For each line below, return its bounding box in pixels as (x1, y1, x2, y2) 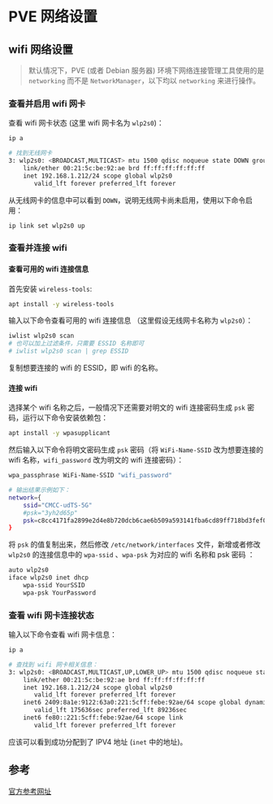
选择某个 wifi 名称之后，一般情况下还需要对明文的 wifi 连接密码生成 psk (8, 402, 246, 412)
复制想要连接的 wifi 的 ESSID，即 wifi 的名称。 (8, 363, 162, 373)
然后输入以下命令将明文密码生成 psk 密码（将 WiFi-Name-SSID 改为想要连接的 (8, 445, 264, 455)
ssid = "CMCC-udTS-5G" (23, 501, 93, 509)
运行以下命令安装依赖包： (22, 413, 108, 423)
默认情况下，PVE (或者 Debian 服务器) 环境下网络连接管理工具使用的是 (28, 66, 265, 75)
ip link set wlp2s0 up (8, 222, 85, 230)
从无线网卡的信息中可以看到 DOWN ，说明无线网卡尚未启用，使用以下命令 (8, 195, 246, 204)
